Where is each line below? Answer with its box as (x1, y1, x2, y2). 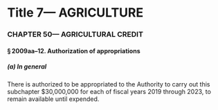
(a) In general (7, 62, 47, 71)
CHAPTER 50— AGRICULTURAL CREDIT (7, 30, 144, 39)
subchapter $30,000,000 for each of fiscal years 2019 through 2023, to (7, 87, 211, 95)
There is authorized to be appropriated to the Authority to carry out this (7, 80, 210, 88)
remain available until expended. (7, 95, 100, 103)
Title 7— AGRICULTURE (7, 5, 144, 21)
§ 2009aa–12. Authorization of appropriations (7, 46, 140, 55)
